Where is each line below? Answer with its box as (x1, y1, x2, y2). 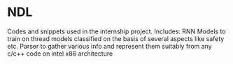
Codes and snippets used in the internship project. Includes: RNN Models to (7, 27, 226, 35)
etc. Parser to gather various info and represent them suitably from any (7, 42, 212, 50)
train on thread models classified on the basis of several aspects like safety (7, 34, 225, 42)
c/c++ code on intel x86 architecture (7, 49, 113, 58)
